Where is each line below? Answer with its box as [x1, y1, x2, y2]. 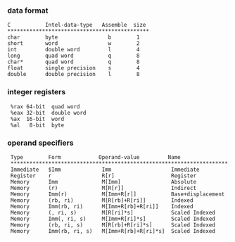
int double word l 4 [7, 46, 140, 53]
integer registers [7, 87, 66, 97]
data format [7, 6, 49, 15]
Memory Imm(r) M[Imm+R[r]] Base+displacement [10, 191, 225, 198]
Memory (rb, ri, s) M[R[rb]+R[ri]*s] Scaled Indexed [10, 221, 216, 229]
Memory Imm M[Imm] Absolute [10, 178, 197, 185]
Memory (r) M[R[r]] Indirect [10, 184, 197, 191]
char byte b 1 [7, 34, 140, 41]
